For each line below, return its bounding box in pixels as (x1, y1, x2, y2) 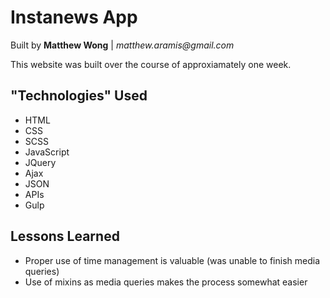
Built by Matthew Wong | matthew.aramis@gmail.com (10, 39, 235, 51)
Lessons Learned (10, 228, 120, 245)
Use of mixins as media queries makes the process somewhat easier (24, 276, 308, 288)
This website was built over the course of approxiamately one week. (10, 58, 292, 70)
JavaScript (24, 146, 70, 158)
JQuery (24, 156, 57, 168)
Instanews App (10, 6, 138, 29)
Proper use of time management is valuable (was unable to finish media (24, 254, 321, 266)
